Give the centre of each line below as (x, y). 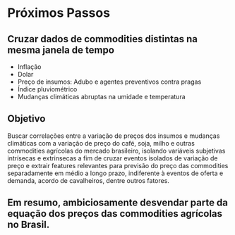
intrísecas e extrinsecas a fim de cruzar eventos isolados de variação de (113, 158)
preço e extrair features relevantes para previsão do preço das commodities (118, 165)
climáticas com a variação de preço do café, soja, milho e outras (101, 143)
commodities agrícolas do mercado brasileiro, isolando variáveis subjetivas (116, 151)
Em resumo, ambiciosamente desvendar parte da (117, 203)
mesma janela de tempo (61, 50)
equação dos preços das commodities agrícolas (115, 214)
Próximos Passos (59, 13)
